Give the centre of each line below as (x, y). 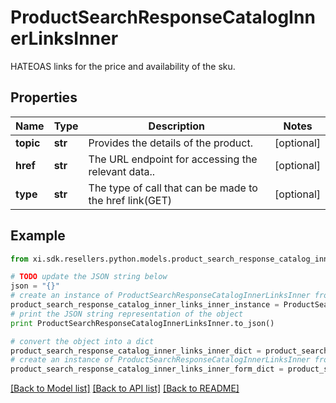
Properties (44, 97)
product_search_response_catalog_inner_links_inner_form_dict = (147, 369)
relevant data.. (122, 171)
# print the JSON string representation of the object (127, 314)
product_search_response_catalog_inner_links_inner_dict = (136, 351)
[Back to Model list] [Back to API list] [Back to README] (125, 388)
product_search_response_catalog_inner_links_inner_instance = (145, 305)
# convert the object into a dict (82, 341)
